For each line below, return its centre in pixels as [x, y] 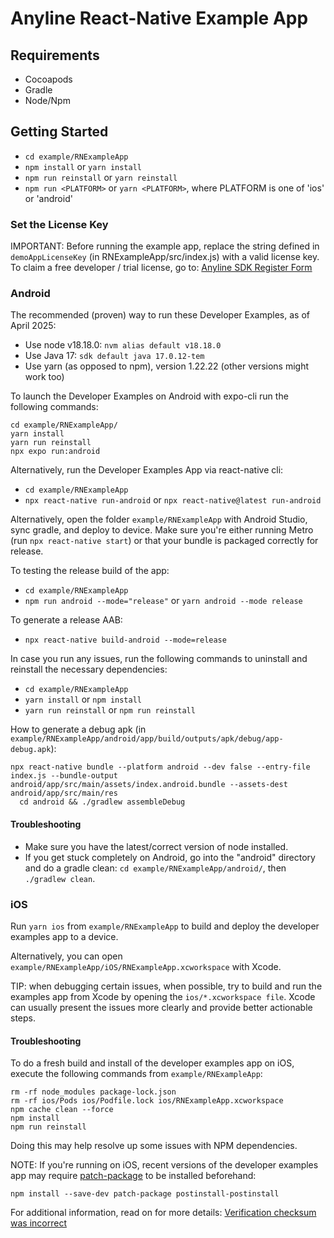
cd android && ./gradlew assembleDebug [102, 802]
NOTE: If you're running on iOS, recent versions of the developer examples [164, 1165]
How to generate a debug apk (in [78, 729]
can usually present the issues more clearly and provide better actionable [161, 1007]
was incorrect [38, 1223]
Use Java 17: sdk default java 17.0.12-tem [114, 356]
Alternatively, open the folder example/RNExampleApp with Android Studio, [159, 519]
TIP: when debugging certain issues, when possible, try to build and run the [166, 986]
